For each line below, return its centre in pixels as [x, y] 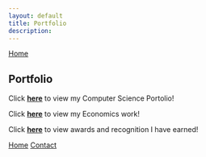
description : [30, 31]
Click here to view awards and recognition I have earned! [103, 130]
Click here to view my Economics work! [74, 114]
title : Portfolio [38, 23]
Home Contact [33, 145]
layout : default [36, 16]
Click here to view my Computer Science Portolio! [91, 98]
